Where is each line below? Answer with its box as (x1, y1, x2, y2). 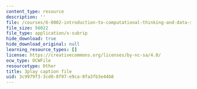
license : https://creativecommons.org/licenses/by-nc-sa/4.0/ (6, 52, 161, 58)
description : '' (6, 14, 46, 20)
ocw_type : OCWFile (6, 57, 51, 63)
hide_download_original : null (6, 42, 80, 47)
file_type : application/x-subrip (6, 30, 88, 36)
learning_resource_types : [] (6, 47, 77, 53)
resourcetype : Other (6, 63, 57, 69)
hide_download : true (6, 36, 57, 42)
